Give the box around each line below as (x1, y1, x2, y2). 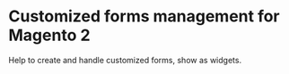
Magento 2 (8, 25, 91, 45)
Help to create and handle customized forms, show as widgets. (8, 54, 242, 65)
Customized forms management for (8, 6, 280, 27)
